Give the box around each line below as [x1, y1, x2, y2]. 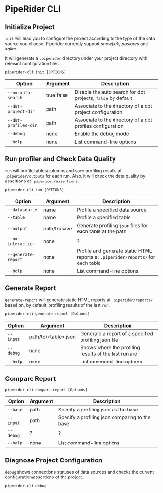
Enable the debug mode [74, 131, 130, 137]
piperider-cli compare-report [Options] [5, 387, 88, 393]
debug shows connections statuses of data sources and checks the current [5, 469, 154, 475]
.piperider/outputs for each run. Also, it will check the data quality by [5, 173, 146, 179]
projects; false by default [74, 95, 132, 101]
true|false [46, 92, 68, 98]
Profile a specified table [77, 214, 131, 221]
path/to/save [43, 225, 72, 231]
